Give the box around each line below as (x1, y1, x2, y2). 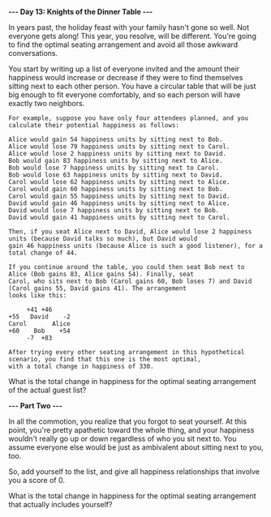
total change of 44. (8, 249, 79, 257)
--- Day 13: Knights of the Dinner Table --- (8, 7, 153, 16)
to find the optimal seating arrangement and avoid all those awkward (8, 40, 238, 49)
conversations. (8, 49, 58, 58)
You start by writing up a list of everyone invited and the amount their (8, 64, 240, 74)
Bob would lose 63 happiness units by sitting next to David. (8, 171, 223, 179)
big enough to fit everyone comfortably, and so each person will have (8, 90, 241, 100)
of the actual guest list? (8, 385, 87, 395)
